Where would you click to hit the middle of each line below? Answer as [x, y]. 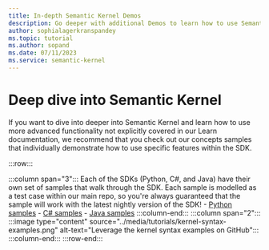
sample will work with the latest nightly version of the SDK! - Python [120, 204]
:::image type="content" [48, 221]
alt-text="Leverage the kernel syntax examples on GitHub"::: [159, 230]
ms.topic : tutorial [41, 38]
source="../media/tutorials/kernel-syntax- [158, 221]
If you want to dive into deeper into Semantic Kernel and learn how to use [129, 122]
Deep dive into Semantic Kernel [115, 100]
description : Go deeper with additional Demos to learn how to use [123, 23]
